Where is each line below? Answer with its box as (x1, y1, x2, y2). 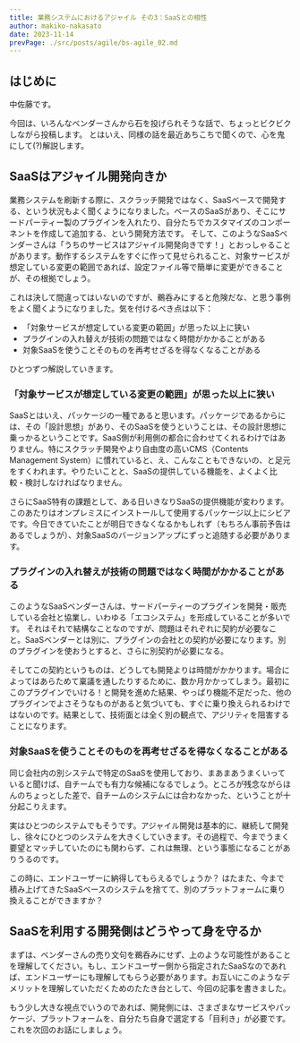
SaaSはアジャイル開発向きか (9, 169, 167, 184)
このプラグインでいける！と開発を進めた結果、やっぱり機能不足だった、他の (9, 687, 292, 698)
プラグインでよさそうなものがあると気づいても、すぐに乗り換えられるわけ (9, 698, 284, 709)
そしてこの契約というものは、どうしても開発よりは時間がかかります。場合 (9, 664, 282, 676)
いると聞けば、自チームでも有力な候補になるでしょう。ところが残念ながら (9, 778, 284, 789)
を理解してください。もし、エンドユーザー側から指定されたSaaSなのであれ (9, 960, 287, 971)
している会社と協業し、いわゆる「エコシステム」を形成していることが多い (9, 612, 284, 623)
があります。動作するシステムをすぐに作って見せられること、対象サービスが (9, 250, 290, 261)
